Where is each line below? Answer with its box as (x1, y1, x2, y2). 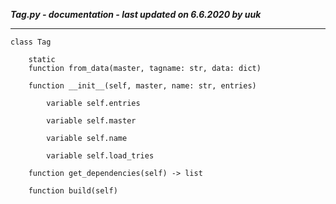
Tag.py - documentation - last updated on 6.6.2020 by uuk (10, 9, 262, 20)
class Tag (10, 37, 52, 47)
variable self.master (46, 116, 137, 126)
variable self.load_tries (46, 151, 155, 161)
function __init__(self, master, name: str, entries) (28, 81, 257, 91)
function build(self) (28, 186, 118, 196)
